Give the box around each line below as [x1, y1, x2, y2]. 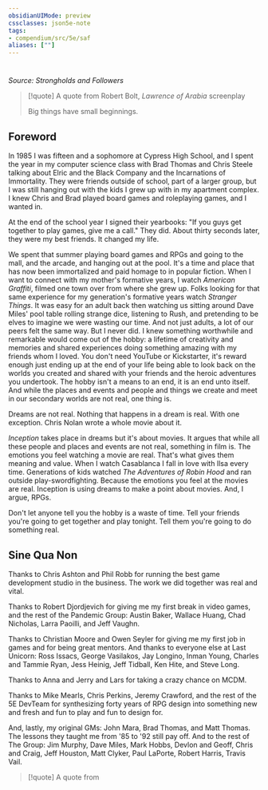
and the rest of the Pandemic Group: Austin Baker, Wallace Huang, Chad [8, 610, 246, 619]
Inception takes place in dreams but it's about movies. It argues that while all [8, 433, 260, 443]
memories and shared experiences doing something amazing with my [8, 343, 238, 353]
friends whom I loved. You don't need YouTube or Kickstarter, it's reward [8, 352, 247, 361]
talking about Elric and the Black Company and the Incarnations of [8, 168, 226, 178]
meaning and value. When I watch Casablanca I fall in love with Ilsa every [8, 459, 249, 468]
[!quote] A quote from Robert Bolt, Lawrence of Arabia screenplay [27, 91, 246, 101]
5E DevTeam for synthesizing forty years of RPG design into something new [8, 699, 258, 709]
